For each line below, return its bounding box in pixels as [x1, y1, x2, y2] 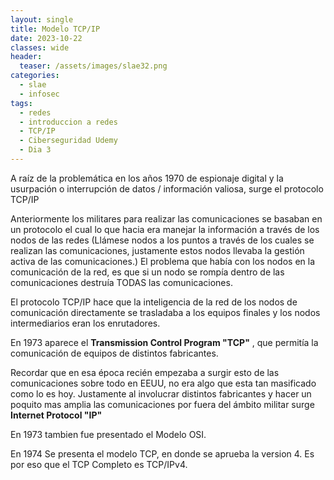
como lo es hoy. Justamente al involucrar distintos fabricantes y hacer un [10, 387, 312, 400]
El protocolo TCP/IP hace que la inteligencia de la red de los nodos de [10, 296, 298, 308]
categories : [10, 71, 60, 81]
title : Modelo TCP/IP [10, 24, 101, 34]
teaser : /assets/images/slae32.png [19, 61, 168, 71]
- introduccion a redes [19, 117, 118, 127]
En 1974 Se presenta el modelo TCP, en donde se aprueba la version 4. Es [10, 447, 315, 460]
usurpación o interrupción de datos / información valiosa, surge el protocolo [10, 182, 324, 195]
